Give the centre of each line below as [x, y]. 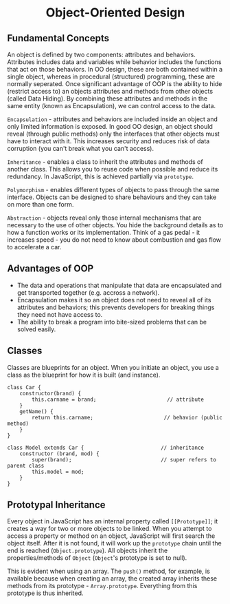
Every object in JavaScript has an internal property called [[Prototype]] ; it [113, 521]
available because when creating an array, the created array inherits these [112, 579]
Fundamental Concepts [58, 38]
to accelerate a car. [34, 247]
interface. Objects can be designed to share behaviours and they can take [112, 197]
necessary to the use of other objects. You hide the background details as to [115, 225]
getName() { [36, 411]
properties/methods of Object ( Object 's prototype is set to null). [97, 558]
